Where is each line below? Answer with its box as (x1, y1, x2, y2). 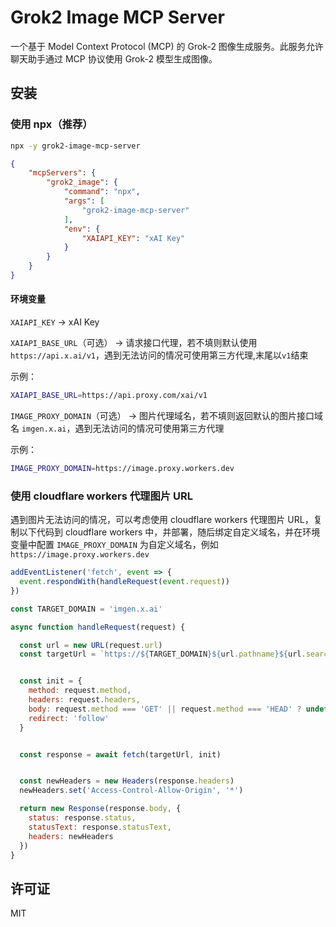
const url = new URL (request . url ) (19, 640, 163, 650)
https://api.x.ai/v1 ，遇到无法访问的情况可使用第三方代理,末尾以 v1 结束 (10, 349, 309, 361)
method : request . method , (28, 686, 132, 696)
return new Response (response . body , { (19, 804, 182, 814)
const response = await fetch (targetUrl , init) (19, 749, 222, 760)
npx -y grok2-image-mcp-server (10, 141, 141, 151)
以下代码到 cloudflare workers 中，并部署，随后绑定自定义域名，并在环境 (18, 526, 321, 538)
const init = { (19, 676, 83, 686)
